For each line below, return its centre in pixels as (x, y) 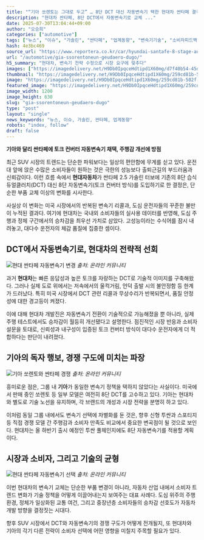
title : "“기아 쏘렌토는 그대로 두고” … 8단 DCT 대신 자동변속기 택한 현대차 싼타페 (98, 12)
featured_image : (27, 86)
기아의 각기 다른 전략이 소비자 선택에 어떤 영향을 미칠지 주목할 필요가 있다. (93, 531)
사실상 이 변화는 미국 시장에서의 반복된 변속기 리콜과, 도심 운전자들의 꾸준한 (95, 205)
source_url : (21, 52)
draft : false (23, 131)
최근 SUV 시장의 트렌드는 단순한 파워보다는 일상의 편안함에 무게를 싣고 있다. (96, 162)
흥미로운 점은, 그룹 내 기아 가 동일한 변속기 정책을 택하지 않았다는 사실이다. (93, 386)
